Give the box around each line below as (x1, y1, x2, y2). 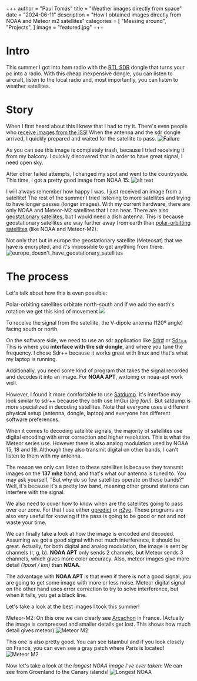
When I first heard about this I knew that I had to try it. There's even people (6, 122, 188, 129)
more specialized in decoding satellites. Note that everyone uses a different (6, 403, 189, 410)
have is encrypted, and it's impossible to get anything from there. (6, 243, 165, 250)
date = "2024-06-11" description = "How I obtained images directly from (6, 11, 182, 18)
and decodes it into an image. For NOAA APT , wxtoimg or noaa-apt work (6, 373, 183, 380)
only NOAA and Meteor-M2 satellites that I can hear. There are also (6, 206, 169, 213)
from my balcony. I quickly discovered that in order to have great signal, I (6, 152, 183, 159)
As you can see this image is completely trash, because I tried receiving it (6, 146, 185, 153)
